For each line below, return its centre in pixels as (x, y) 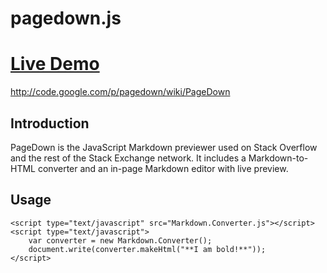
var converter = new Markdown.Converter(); (120, 240)
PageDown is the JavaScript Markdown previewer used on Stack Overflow (164, 147)
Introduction (50, 123)
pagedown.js (66, 18)
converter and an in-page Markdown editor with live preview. (163, 168)
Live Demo (55, 64)
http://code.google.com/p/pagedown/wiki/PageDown (120, 92)
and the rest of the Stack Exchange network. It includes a (128, 158)
